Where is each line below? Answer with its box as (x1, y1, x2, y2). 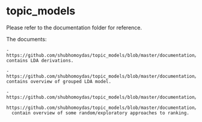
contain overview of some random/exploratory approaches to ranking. (11, 109, 189, 116)
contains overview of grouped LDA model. (6, 78, 112, 84)
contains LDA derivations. (6, 57, 74, 63)
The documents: (6, 35, 47, 42)
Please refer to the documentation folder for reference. (6, 24, 142, 31)
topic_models (6, 4, 76, 18)
